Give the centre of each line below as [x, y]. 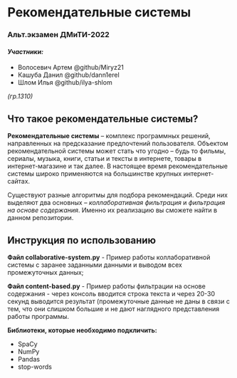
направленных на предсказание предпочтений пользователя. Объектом [118, 144]
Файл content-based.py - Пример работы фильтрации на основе [107, 286]
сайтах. [19, 182]
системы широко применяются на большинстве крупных [95, 174]
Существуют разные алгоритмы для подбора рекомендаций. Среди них [117, 195]
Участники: [26, 51]
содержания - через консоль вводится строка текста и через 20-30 [111, 293]
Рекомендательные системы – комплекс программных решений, [109, 136]
